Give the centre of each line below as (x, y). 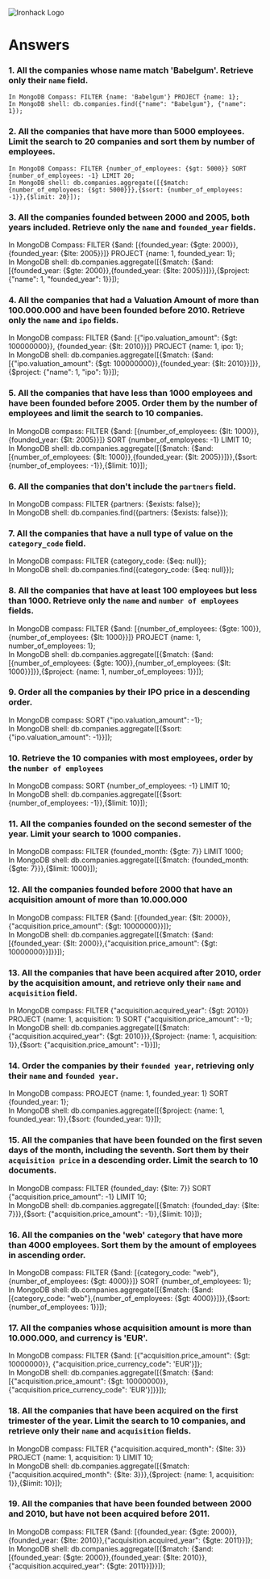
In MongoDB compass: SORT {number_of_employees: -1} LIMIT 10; (119, 786)
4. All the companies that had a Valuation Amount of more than (134, 300)
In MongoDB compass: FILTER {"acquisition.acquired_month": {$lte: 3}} (127, 1448)
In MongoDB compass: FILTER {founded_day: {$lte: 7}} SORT (110, 1188)
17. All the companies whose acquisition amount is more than (130, 1328)
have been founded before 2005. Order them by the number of (133, 403)
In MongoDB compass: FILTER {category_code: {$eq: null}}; (108, 561)
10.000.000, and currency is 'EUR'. (78, 1337)
